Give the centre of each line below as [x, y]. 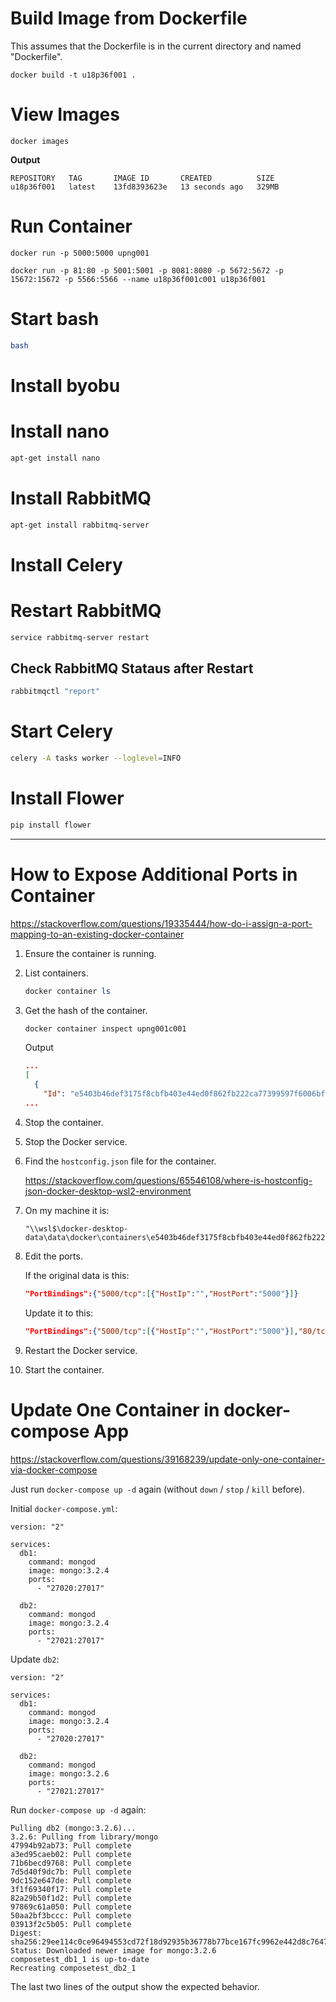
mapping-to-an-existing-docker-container [97, 934]
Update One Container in [115, 1409]
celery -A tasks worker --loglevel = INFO [96, 758]
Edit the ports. [53, 1256]
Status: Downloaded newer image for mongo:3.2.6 [113, 1950]
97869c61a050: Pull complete [71, 1907]
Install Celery [66, 564]
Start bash [55, 319]
